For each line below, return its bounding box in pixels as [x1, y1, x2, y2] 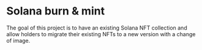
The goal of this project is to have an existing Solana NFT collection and [6, 24, 188, 31]
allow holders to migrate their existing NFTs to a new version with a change [6, 30, 196, 37]
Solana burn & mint [6, 4, 105, 18]
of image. [6, 37, 31, 44]
